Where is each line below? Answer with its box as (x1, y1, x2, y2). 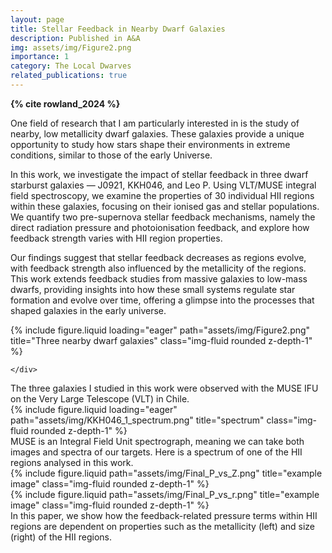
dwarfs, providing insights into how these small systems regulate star (10, 283, 296, 295)
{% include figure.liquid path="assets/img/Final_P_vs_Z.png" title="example (10, 467, 323, 479)
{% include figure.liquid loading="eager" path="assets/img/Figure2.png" (10, 324, 311, 336)
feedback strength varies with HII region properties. (10, 232, 223, 244)
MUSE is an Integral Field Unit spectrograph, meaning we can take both (10, 435, 305, 447)
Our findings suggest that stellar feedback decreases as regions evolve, (10, 251, 307, 263)
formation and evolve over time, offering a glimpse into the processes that (10, 294, 315, 306)
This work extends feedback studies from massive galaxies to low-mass (10, 272, 308, 285)
